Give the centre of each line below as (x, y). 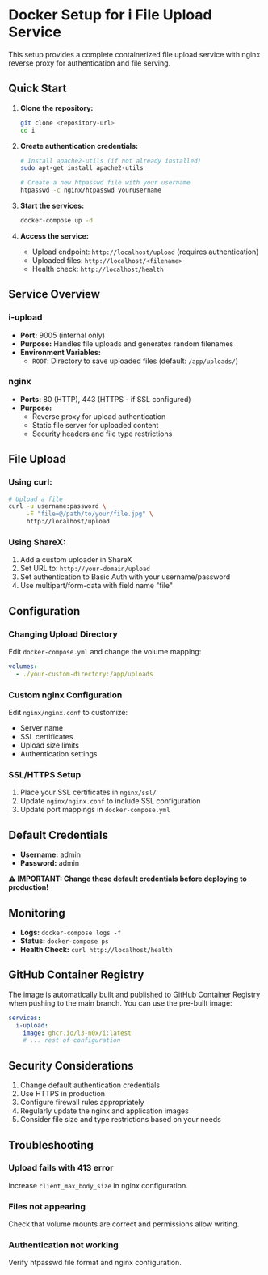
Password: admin (49, 863)
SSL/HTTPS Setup (45, 775)
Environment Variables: (60, 352)
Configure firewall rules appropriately (82, 1103)
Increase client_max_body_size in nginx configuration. (98, 1185)
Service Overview (54, 294)
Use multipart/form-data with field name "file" (96, 586)
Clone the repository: (57, 108)
